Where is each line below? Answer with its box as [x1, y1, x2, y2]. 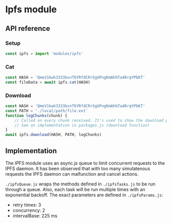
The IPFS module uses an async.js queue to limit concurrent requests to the [5, 160, 165, 166]
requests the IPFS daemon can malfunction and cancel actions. [5, 171, 139, 177]
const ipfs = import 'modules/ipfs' [5, 51, 83, 56]
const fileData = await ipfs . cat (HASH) [5, 80, 91, 85]
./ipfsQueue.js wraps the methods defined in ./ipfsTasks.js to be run [5, 181, 156, 187]
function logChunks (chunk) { [5, 113, 68, 118]
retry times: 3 [12, 202, 41, 208]
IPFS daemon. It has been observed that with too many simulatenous [5, 165, 150, 172]
